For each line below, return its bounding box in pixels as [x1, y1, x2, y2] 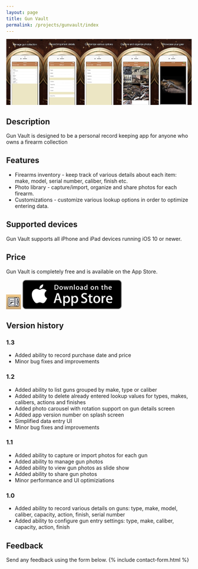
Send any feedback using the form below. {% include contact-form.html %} [6, 556, 190, 563]
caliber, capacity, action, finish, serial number [14, 511, 126, 518]
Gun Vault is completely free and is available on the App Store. [6, 268, 158, 275]
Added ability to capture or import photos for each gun [14, 451, 148, 459]
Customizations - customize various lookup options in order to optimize [14, 196, 189, 203]
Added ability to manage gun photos [14, 458, 103, 465]
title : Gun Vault [6, 15, 49, 22]
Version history [6, 320, 64, 330]
